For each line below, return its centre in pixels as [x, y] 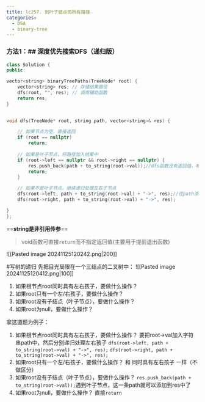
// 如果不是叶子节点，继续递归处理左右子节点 [67, 188]
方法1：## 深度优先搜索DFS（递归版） [63, 51]
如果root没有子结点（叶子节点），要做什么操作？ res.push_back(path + [103, 377]
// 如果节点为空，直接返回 [46, 132]
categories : [21, 18]
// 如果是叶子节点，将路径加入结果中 [58, 154]
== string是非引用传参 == [37, 228]
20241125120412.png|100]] [40, 273]
